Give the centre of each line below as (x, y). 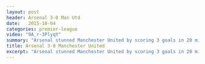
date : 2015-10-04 (31, 23)
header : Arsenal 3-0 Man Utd (43, 18)
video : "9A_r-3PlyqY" (34, 35)
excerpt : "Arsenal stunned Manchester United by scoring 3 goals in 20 (99, 52)
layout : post (23, 12)
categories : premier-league (42, 29)
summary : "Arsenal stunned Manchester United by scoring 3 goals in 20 (99, 40)
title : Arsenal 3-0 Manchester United (56, 46)
